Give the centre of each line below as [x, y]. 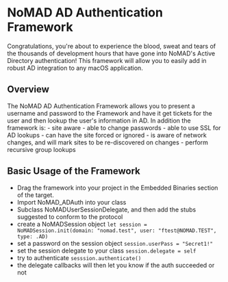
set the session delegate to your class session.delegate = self [106, 251]
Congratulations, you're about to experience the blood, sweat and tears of [112, 46]
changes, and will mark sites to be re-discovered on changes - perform [108, 142]
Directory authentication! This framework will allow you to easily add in [107, 60]
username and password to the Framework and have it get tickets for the [110, 113]
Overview [28, 89]
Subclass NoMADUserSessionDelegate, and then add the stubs [106, 209]
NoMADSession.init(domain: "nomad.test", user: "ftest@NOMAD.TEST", [117, 231]
